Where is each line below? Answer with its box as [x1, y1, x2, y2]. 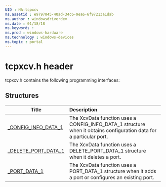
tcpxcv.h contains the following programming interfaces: [5, 77, 120, 83]
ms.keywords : [5, 26, 35, 31]
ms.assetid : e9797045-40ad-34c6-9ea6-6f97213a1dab [5, 12, 114, 17]
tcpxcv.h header [5, 60, 74, 72]
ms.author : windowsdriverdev [5, 16, 68, 21]
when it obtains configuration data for [69, 127, 157, 134]
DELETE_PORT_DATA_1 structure [69, 147, 147, 154]
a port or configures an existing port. [69, 174, 154, 181]
